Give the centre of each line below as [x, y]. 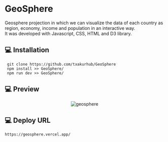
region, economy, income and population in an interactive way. [70, 28]
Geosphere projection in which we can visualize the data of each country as [84, 23]
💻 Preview [22, 89]
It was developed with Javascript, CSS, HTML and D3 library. [68, 33]
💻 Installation [27, 50]
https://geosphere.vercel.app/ [38, 134]
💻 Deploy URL [28, 120]
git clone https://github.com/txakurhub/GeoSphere [61, 64]
